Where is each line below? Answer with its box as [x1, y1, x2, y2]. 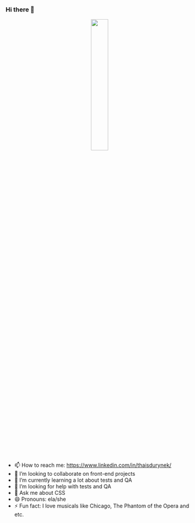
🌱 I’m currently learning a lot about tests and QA [14, 476, 132, 484]
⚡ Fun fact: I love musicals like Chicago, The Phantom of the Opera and [14, 502, 190, 510]
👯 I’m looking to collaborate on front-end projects [14, 470, 135, 478]
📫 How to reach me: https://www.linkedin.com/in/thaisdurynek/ [14, 461, 172, 469]
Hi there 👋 [5, 5, 35, 14]
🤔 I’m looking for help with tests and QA [14, 483, 112, 490]
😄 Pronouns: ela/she [14, 496, 66, 503]
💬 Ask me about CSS [14, 490, 66, 497]
